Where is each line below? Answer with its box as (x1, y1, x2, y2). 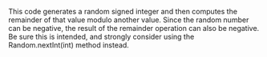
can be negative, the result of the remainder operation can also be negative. (8, 24, 260, 32)
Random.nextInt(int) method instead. (8, 40, 130, 50)
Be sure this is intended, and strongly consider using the (8, 32, 195, 41)
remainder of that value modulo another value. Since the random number (8, 15, 249, 25)
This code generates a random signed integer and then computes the (8, 7, 238, 16)
